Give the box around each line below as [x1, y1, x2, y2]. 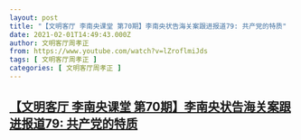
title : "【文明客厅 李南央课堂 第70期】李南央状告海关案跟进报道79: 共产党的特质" [9, 22, 287, 31]
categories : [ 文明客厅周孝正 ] [9, 64, 122, 73]
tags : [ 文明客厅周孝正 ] [9, 55, 98, 64]
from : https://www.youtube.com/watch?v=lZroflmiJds [9, 47, 208, 56]
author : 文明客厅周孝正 [9, 38, 89, 48]
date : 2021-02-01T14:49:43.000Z [9, 30, 131, 39]
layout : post [9, 13, 59, 23]
